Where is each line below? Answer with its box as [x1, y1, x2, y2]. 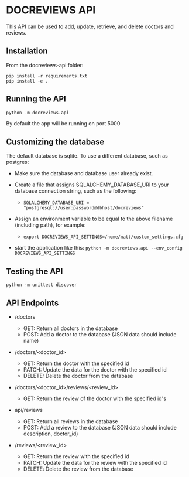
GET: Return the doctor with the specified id [23, 360, 129, 367]
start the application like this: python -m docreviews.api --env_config [14, 244, 183, 251]
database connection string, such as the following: [14, 188, 136, 195]
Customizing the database [6, 137, 105, 146]
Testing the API [6, 266, 63, 276]
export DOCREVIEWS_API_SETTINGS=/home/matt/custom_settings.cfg [23, 234, 184, 240]
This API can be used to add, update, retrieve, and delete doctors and [6, 23, 174, 30]
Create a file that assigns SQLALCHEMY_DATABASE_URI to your [14, 181, 169, 188]
